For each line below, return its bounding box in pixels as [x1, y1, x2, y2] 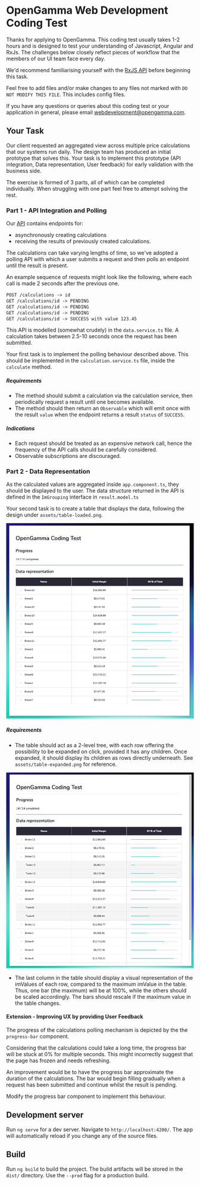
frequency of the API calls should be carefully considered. [14, 445, 158, 453]
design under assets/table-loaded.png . [6, 511, 103, 519]
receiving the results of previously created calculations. [14, 238, 151, 245]
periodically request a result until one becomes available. [14, 398, 155, 406]
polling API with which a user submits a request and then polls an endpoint [6, 256, 189, 263]
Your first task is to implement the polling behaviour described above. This [6, 351, 189, 358]
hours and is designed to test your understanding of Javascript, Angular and [6, 42, 193, 49]
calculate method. [6, 363, 52, 370]
